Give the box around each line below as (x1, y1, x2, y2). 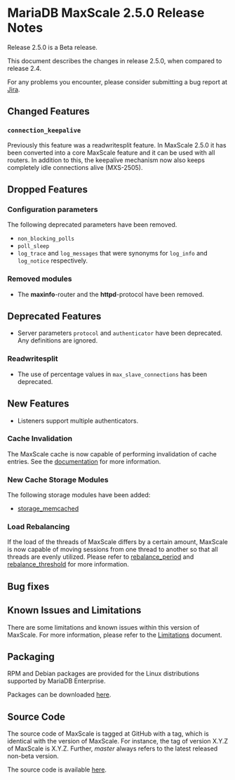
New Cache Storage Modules (7, 475, 109, 484)
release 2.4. (7, 64, 42, 72)
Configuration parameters (7, 204, 98, 214)
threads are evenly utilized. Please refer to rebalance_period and (7, 553, 194, 561)
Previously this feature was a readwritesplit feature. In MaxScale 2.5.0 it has (7, 140, 227, 149)
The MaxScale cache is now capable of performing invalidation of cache (7, 449, 217, 458)
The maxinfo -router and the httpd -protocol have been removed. (17, 290, 205, 298)
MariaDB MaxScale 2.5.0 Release (7, 5, 205, 21)
